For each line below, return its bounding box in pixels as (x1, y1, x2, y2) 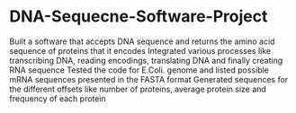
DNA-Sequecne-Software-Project (9, 6, 268, 27)
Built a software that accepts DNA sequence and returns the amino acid (9, 36, 275, 47)
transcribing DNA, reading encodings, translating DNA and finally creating (9, 55, 283, 65)
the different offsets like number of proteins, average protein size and (9, 83, 267, 94)
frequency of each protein (9, 92, 106, 104)
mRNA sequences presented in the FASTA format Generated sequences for (9, 74, 289, 84)
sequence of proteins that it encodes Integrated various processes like (9, 45, 272, 56)
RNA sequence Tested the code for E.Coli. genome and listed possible (9, 65, 270, 75)
